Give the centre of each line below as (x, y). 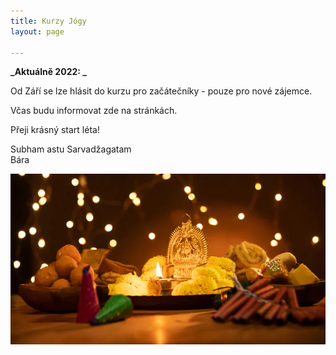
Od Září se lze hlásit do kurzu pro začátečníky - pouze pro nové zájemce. (161, 91)
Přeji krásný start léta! (55, 130)
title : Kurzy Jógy (48, 21)
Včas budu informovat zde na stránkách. (94, 111)
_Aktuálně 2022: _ (48, 72)
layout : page (37, 31)
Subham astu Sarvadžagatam (71, 149)
